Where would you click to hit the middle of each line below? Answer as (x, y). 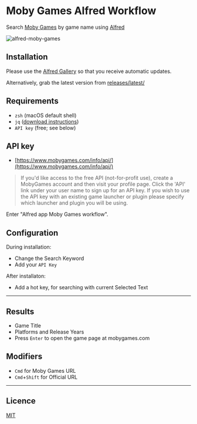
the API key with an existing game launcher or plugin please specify (102, 197)
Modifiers (24, 357)
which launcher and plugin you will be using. (74, 203)
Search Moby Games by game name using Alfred (65, 27)
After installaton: (26, 276)
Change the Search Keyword (49, 258)
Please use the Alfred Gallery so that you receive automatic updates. (89, 71)
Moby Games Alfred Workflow (81, 11)
